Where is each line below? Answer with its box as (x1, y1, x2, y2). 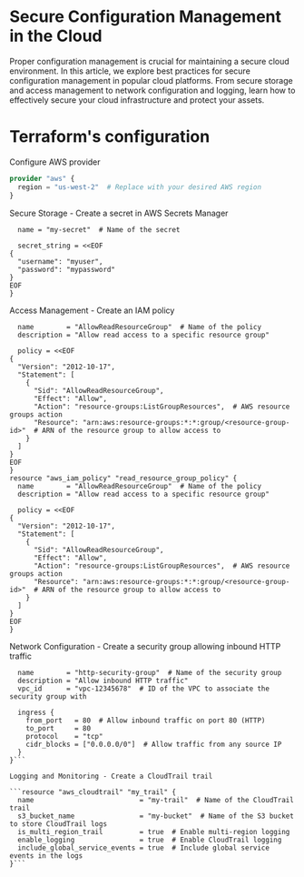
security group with (9, 691, 88, 701)
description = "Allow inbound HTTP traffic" (17, 676, 189, 685)
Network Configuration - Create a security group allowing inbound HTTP (9, 640, 281, 651)
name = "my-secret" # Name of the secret (17, 225, 181, 234)
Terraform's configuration (9, 126, 211, 147)
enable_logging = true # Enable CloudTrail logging (17, 835, 282, 844)
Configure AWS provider (9, 156, 102, 167)
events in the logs (9, 851, 83, 861)
